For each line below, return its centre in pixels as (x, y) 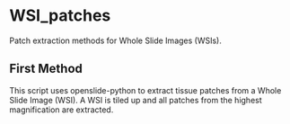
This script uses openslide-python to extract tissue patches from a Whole (145, 90)
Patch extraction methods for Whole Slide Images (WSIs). (115, 40)
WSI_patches (60, 16)
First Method (46, 69)
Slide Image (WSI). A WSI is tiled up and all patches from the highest (136, 100)
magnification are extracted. (62, 110)
